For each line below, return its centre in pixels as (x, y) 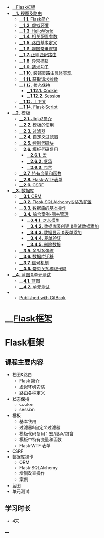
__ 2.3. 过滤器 (32, 131)
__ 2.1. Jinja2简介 (36, 119)
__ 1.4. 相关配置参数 (38, 36)
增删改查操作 (32, 473)
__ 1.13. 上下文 (33, 101)
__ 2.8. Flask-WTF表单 (41, 179)
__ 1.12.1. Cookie (42, 91)
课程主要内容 (24, 362)
